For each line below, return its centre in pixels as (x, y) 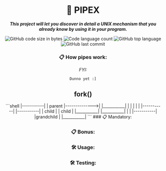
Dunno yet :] (83, 79)
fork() (83, 94)
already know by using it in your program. (83, 29)
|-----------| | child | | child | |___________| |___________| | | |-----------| (86, 112)
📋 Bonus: (83, 132)
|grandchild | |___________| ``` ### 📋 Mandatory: (83, 117)
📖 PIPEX (83, 10)
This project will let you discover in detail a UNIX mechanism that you (83, 24)
